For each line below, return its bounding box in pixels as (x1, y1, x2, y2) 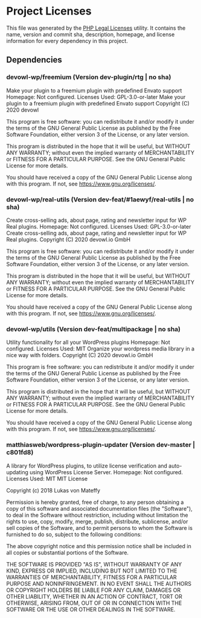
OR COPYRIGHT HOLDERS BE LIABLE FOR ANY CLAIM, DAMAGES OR (6, 586, 181, 594)
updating (6, 468, 29, 475)
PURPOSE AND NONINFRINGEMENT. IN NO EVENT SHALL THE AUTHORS (6, 580, 192, 587)
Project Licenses (6, 4, 92, 18)
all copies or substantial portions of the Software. (6, 549, 129, 556)
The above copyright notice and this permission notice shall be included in (6, 542, 191, 549)
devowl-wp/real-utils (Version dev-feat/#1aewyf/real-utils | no (6, 195, 194, 204)
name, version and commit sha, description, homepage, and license (6, 30, 175, 38)
